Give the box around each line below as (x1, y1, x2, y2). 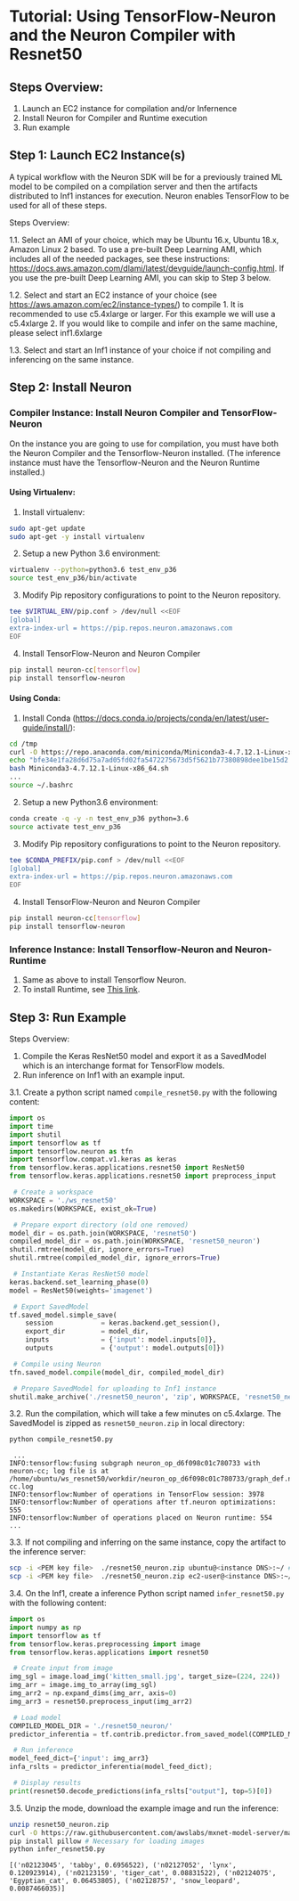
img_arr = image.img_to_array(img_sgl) (9, 1681, 158, 1690)
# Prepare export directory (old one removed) (12, 1220, 190, 1229)
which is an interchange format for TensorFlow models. (21, 1060, 225, 1071)
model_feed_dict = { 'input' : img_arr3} (9, 1754, 149, 1763)
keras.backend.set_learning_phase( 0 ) (9, 1277, 149, 1286)
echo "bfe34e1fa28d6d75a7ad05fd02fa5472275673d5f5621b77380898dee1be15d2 (9, 755, 289, 765)
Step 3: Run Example (9, 1009, 127, 1025)
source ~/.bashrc (9, 781, 74, 790)
